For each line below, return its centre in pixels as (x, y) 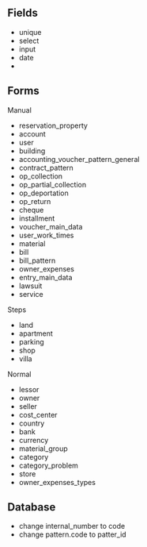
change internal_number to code (72, 526)
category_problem (48, 465)
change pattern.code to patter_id (73, 534)
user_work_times (46, 235)
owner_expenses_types (57, 482)
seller (28, 406)
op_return (35, 201)
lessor (29, 389)
